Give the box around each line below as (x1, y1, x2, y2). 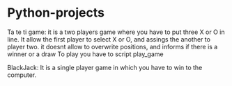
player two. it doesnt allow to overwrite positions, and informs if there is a (7, 42, 218, 51)
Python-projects (7, 5, 105, 21)
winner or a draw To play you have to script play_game (7, 50, 164, 58)
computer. (7, 71, 37, 79)
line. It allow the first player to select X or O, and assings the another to (7, 35, 211, 43)
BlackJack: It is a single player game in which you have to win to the (7, 63, 203, 71)
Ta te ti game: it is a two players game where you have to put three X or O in (7, 28, 225, 36)
